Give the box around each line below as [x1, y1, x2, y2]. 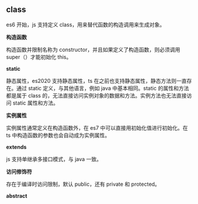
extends [6, 143, 27, 151]
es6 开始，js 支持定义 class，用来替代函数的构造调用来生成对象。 [6, 21, 165, 28]
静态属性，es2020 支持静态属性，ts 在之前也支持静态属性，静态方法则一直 [6, 77, 187, 84]
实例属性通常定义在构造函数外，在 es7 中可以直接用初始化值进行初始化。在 [6, 124, 189, 131]
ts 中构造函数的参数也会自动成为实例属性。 [6, 132, 110, 139]
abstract [6, 192, 28, 199]
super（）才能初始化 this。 [6, 53, 72, 61]
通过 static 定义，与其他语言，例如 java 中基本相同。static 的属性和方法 [16, 85, 190, 92]
